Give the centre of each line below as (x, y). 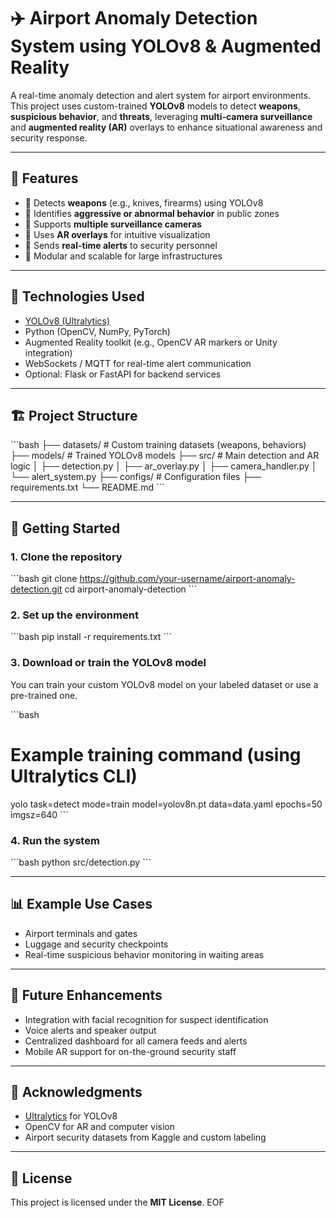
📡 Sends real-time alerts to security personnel (121, 245)
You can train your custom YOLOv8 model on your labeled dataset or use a (164, 684)
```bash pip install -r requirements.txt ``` (91, 637)
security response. (49, 137)
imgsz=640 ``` (39, 814)
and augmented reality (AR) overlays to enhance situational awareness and (166, 127)
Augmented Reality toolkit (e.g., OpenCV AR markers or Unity (151, 342)
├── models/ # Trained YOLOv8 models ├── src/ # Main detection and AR (165, 456)
